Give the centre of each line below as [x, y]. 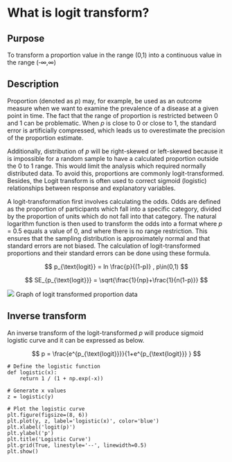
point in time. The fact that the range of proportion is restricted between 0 [113, 115]
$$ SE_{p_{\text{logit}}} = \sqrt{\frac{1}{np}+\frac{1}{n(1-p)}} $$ [116, 280]
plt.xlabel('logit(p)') [42, 427]
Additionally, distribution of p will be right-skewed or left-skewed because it [115, 151]
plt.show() [23, 451]
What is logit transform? [78, 13]
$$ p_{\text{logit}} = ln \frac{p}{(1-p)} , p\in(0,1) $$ [116, 266]
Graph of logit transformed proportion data [77, 294]
